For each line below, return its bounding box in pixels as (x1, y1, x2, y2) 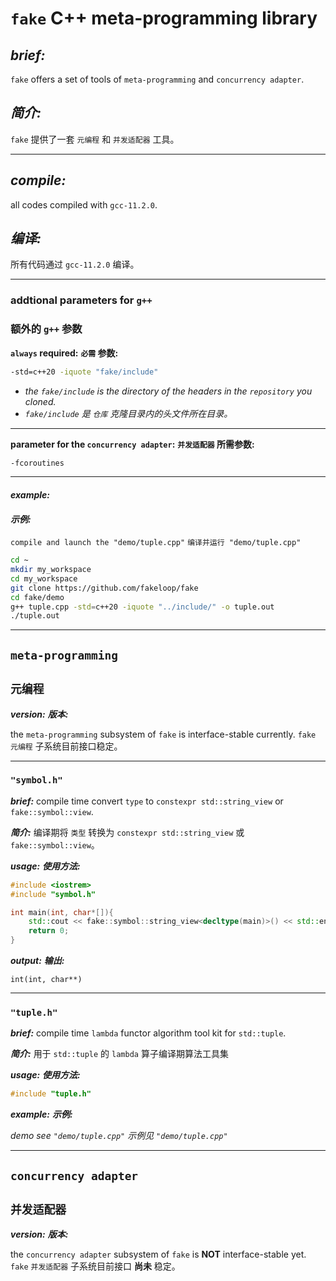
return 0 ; (28, 926, 70, 936)
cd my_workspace (10, 573, 78, 584)
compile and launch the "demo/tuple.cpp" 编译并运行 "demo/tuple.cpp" (10, 538, 302, 548)
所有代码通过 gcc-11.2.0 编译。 (10, 258, 140, 271)
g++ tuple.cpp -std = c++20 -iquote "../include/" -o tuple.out (10, 602, 275, 612)
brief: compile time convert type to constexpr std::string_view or (10, 795, 284, 807)
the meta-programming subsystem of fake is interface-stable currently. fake (10, 728, 317, 740)
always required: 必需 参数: (10, 347, 119, 359)
